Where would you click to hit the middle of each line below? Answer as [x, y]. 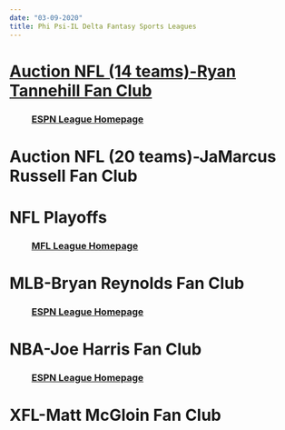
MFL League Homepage [85, 245]
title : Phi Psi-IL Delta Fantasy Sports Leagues [103, 26]
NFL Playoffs [58, 217]
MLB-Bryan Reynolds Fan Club [127, 284]
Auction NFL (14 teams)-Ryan [123, 71]
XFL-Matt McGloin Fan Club [116, 415]
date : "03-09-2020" [46, 18]
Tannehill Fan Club [81, 90]
